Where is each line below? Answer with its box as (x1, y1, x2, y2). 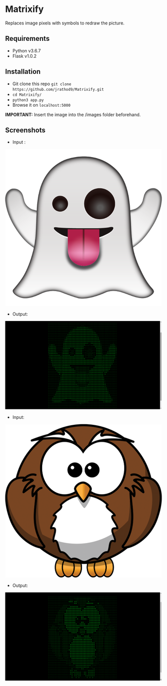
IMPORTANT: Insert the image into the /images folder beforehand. (5, 111, 141, 118)
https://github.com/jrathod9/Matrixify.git (12, 87, 104, 92)
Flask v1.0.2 (12, 53, 37, 59)
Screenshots (5, 126, 46, 134)
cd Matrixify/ (12, 92, 42, 97)
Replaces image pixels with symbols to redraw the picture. (5, 20, 125, 26)
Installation (5, 67, 41, 76)
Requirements (5, 34, 50, 43)
